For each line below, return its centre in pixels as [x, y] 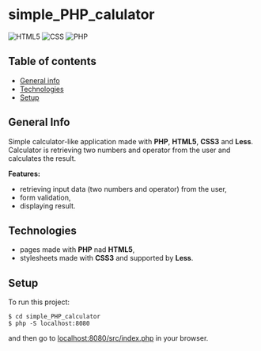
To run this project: [39, 302]
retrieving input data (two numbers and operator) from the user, [123, 189]
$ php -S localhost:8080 [49, 324]
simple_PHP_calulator [81, 15]
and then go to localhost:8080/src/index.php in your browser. [108, 338]
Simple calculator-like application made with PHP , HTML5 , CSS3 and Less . [131, 141]
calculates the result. [42, 158]
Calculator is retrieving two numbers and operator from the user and [119, 150]
